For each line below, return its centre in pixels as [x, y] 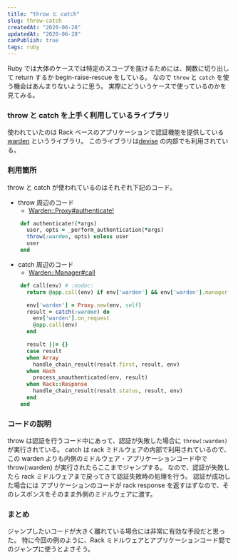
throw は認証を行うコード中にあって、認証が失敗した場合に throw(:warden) [118, 441]
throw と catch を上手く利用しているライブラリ [88, 115]
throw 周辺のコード [46, 202]
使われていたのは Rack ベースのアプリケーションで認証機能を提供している [116, 132]
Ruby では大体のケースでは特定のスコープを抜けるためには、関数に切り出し [118, 68]
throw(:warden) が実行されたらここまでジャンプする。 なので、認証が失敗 [116, 467]
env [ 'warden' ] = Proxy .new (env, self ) [84, 305]
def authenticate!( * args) [59, 223]
